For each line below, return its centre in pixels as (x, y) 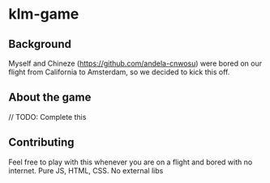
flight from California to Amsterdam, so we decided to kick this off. (119, 72)
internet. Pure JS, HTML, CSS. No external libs (86, 170)
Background (40, 44)
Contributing (41, 143)
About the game (50, 98)
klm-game (44, 14)
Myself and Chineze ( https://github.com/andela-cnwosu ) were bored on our (135, 63)
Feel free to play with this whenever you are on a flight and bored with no (131, 162)
